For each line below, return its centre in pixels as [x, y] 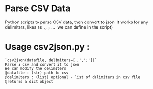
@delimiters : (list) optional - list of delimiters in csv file [73, 77]
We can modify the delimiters [36, 68]
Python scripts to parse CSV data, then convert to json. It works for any [77, 22]
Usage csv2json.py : [48, 47]
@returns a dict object [29, 81]
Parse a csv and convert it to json [42, 64]
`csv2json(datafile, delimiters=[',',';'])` [51, 60]
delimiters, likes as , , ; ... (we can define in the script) [59, 27]
